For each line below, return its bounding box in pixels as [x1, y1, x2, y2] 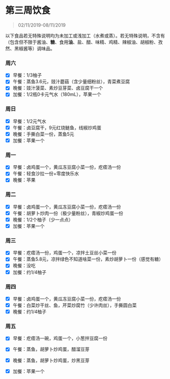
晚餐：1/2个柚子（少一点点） [12, 216, 73, 223]
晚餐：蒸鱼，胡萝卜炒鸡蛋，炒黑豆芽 [12, 357, 90, 363]
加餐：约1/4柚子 [12, 269, 47, 275]
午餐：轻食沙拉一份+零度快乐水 [12, 170, 80, 177]
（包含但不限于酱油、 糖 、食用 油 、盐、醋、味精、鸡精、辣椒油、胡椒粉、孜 [5, 39, 163, 45]
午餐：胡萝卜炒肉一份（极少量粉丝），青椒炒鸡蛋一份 [12, 210, 123, 216]
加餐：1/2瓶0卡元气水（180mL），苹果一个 [12, 91, 102, 97]
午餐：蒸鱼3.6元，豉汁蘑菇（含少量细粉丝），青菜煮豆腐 [12, 78, 130, 85]
